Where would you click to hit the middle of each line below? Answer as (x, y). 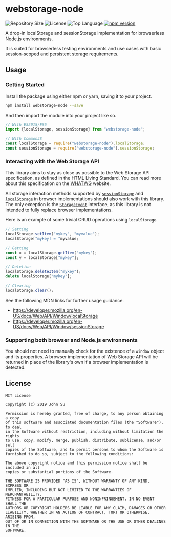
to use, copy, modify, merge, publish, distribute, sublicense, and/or (83, 440)
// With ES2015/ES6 (26, 125)
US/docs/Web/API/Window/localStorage (55, 316)
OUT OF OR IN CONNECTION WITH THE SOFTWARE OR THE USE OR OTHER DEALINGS (86, 521)
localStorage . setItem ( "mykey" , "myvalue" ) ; (52, 234)
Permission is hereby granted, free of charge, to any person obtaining (84, 413)
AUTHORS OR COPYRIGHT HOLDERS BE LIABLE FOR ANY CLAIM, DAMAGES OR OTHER (86, 508)
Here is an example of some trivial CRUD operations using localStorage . (81, 220)
